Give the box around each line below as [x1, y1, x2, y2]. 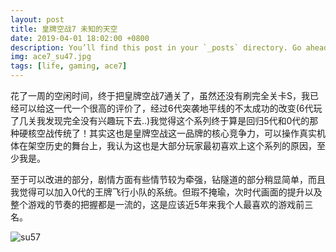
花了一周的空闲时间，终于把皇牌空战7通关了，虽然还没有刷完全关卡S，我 [10, 90, 310, 101]
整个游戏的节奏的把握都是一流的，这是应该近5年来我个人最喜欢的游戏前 [10, 199, 305, 210]
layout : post [10, 14, 65, 25]
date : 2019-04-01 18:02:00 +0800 [10, 33, 150, 43]
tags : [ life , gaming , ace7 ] [10, 61, 128, 71]
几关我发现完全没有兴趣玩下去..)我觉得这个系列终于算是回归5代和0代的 [18, 115, 310, 126]
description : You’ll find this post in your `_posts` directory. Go [10, 42, 302, 53]
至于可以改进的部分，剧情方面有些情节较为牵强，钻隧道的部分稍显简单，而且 [10, 174, 326, 185]
